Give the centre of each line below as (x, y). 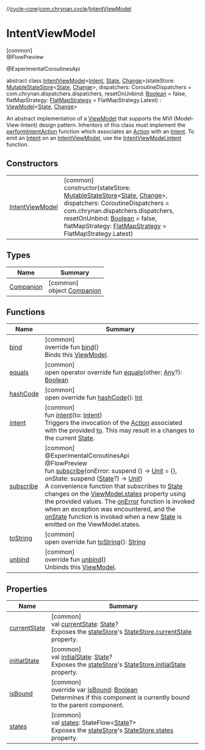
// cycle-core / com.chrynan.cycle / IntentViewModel (69, 9)
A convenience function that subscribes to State (114, 487)
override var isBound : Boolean (95, 690)
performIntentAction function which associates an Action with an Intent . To (100, 131)
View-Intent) (22, 125)
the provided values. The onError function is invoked (120, 502)
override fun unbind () (76, 560)
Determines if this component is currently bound (120, 697)
